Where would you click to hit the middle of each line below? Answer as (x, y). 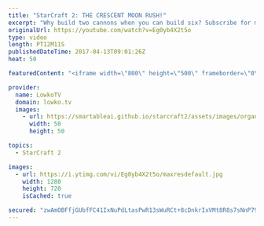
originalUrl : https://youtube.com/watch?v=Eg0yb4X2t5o (100, 30)
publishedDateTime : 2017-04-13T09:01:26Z (77, 52)
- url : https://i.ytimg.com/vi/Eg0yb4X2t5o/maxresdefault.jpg (119, 174)
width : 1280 (42, 181)
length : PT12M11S (37, 45)
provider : (24, 87)
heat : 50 (22, 60)
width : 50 (45, 124)
